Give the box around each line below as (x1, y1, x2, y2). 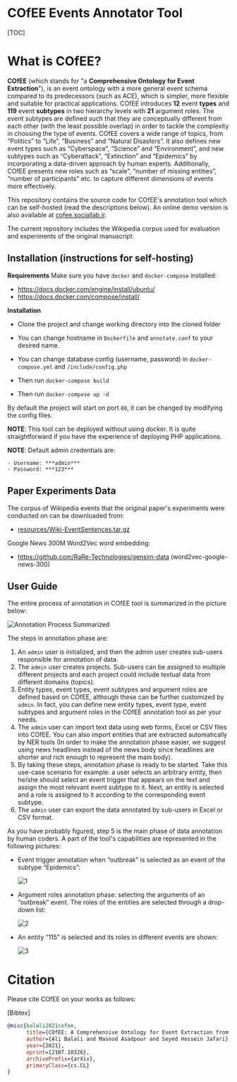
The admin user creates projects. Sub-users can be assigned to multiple (17, 663, 226, 672)
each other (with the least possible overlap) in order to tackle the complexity (7, 122, 229, 130)
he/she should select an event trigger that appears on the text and (17, 776, 210, 784)
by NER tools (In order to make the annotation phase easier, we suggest (17, 738, 226, 747)
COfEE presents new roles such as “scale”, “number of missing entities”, (7, 166, 217, 175)
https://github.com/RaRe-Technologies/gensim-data (17, 552, 169, 560)
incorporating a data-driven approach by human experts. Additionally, (7, 159, 210, 168)
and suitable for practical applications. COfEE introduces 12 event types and (7, 99, 230, 108)
